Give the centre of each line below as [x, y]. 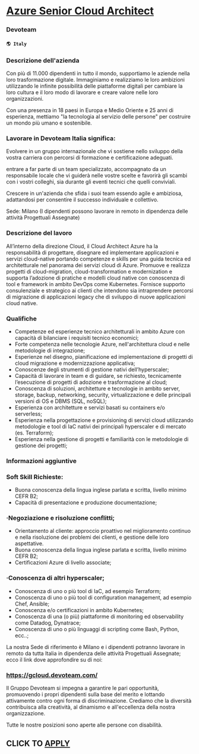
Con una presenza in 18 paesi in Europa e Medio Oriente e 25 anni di [90, 110]
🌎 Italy [16, 44]
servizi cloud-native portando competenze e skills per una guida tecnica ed [99, 259]
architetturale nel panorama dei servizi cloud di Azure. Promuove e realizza [98, 265]
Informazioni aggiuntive [42, 461]
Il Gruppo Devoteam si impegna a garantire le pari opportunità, [83, 688]
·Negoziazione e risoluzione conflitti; [60, 518]
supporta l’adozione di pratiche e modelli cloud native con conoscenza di [96, 278]
